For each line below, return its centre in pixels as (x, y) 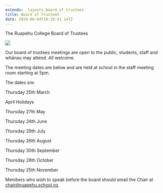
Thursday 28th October (29, 160)
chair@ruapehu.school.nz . (32, 185)
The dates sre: (20, 83)
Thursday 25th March (28, 92)
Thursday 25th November (32, 170)
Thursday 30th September (33, 150)
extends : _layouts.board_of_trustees (45, 10)
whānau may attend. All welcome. (40, 58)
